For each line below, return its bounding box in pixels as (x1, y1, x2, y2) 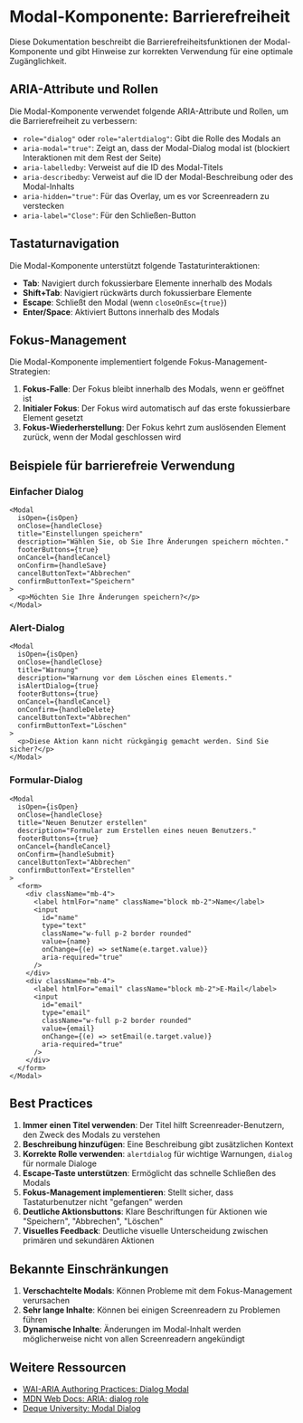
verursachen (22, 1295, 71, 1306)
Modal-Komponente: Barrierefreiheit (9, 6, 291, 27)
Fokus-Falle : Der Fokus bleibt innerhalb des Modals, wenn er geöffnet (22, 384, 285, 394)
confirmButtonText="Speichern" (17, 577, 136, 586)
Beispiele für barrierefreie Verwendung (9, 458, 235, 473)
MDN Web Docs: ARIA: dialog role (22, 1393, 149, 1404)
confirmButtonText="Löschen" (17, 721, 128, 730)
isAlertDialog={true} (17, 681, 99, 691)
